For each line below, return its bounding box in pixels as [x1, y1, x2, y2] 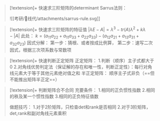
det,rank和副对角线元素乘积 [9, 110, 67, 116]
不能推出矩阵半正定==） [9, 76, 60, 82]
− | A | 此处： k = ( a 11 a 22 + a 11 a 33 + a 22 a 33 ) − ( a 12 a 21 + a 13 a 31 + [9, 33, 139, 40]
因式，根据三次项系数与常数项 [9, 47, 71, 53]
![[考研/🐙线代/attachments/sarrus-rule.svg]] [9, 16, 101, 22]
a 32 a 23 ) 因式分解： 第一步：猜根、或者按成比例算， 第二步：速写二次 [9, 40, 153, 47]
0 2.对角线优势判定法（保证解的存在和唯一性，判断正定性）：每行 [9, 64, 144, 70]
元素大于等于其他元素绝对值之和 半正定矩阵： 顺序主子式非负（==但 [14, 70, 155, 76]
